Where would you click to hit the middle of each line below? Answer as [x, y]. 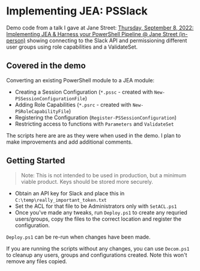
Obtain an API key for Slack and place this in [70, 193]
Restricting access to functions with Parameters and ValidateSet [94, 124]
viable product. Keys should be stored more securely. [87, 181]
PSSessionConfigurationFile [50, 99]
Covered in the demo [46, 66]
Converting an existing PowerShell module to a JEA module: [80, 80]
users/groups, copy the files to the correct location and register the [98, 219]
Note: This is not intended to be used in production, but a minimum [104, 175]
